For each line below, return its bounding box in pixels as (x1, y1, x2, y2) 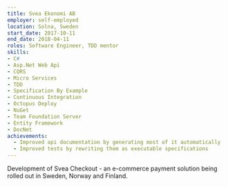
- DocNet (7, 126, 32, 133)
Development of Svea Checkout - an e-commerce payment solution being (7, 164, 218, 172)
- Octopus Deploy (7, 100, 57, 107)
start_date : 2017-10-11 (7, 29, 76, 37)
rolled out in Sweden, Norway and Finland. (7, 172, 128, 180)
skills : (7, 49, 30, 56)
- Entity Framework (7, 119, 64, 127)
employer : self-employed (7, 17, 79, 24)
